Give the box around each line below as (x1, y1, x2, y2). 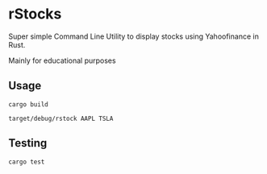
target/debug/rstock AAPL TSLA (8, 114, 114, 122)
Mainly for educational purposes (8, 56, 116, 65)
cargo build (8, 100, 48, 109)
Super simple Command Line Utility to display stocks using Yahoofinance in (8, 31, 260, 41)
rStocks (8, 5, 62, 23)
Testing (8, 136, 48, 150)
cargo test (8, 158, 45, 166)
